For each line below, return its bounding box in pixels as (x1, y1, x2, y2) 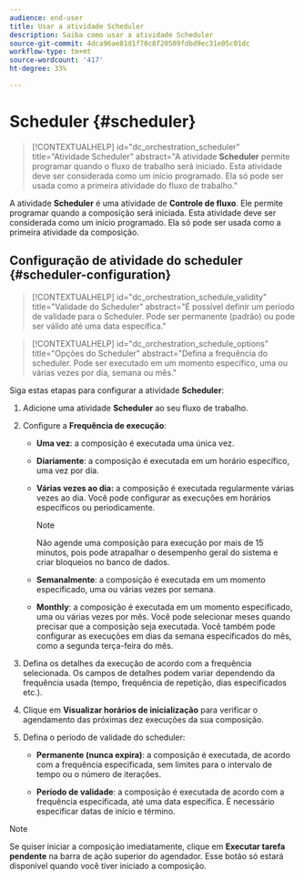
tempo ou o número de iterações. (35, 768, 162, 779)
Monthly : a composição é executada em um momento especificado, (35, 602, 293, 612)
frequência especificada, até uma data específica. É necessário (35, 795, 275, 806)
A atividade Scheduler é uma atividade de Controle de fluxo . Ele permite (9, 197, 284, 208)
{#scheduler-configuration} (9, 268, 171, 283)
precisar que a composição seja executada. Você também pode (35, 621, 276, 632)
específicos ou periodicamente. (35, 501, 156, 512)
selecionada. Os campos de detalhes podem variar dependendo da (22, 667, 276, 678)
